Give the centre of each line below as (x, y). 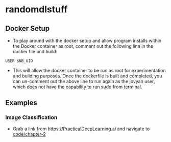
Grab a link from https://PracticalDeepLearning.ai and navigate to (81, 129)
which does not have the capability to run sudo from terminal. (77, 87)
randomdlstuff (36, 9)
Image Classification (31, 117)
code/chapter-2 (29, 134)
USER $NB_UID (19, 61)
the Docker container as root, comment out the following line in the (83, 46)
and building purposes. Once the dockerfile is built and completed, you (87, 76)
